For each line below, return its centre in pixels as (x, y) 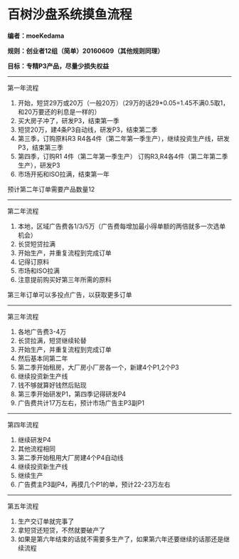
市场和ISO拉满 (39, 271)
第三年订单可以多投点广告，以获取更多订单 (70, 294)
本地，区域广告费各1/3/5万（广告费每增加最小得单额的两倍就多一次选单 (122, 226)
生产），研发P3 (39, 165)
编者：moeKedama (36, 36)
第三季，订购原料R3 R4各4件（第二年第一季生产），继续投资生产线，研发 (123, 138)
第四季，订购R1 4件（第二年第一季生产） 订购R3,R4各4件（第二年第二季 (123, 156)
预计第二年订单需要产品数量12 (51, 189)
